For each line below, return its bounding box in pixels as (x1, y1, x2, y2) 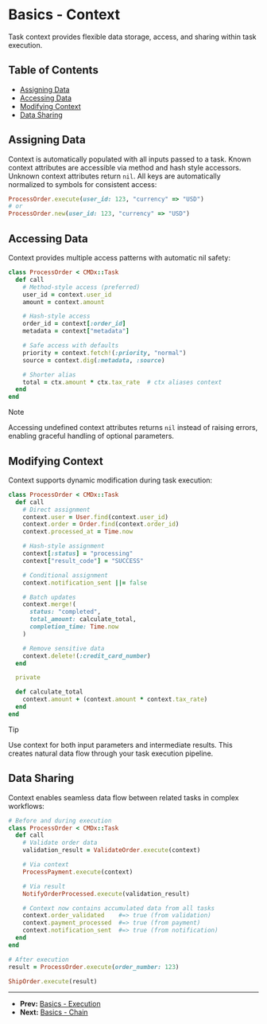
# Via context (22, 861, 69, 869)
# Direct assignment (22, 506, 91, 514)
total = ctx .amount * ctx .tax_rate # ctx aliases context (22, 378, 222, 386)
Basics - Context (8, 6, 121, 24)
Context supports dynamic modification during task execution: (8, 475, 213, 485)
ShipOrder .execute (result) (8, 977, 98, 985)
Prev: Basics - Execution (19, 999, 101, 1009)
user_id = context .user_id (22, 291, 112, 299)
